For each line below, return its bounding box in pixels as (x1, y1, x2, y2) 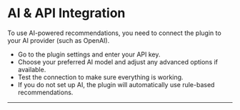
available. (17, 65, 46, 74)
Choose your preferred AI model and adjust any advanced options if (17, 57, 219, 66)
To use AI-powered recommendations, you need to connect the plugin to (7, 29, 221, 37)
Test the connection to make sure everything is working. (17, 73, 184, 81)
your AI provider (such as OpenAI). (7, 36, 110, 44)
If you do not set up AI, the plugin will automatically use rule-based (17, 80, 215, 89)
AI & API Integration (7, 5, 126, 21)
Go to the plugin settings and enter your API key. (17, 50, 161, 59)
